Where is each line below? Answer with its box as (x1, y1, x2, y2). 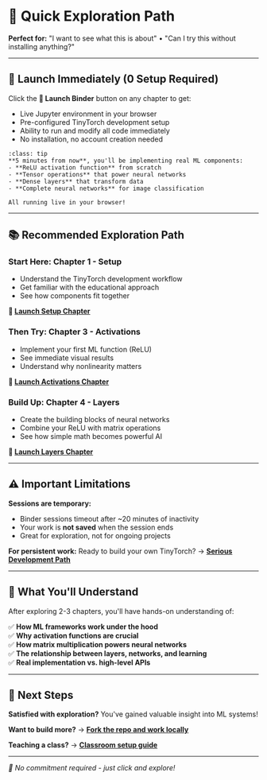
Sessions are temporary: (8, 499, 91, 508)
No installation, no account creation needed (19, 134, 164, 144)
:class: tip (8, 149, 48, 157)
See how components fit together (19, 291, 130, 301)
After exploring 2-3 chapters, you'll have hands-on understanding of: (8, 606, 234, 615)
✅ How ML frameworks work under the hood (8, 622, 159, 631)
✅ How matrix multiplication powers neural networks (8, 639, 188, 649)
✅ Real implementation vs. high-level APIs (8, 658, 151, 667)
